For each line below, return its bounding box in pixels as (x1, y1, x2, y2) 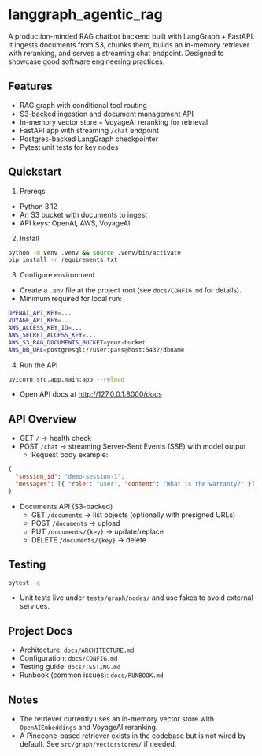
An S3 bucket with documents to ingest (19, 210, 148, 219)
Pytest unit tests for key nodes (19, 142, 119, 151)
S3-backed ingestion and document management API (19, 109, 194, 118)
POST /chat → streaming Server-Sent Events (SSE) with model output (19, 441, 246, 451)
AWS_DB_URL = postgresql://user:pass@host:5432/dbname (8, 345, 185, 354)
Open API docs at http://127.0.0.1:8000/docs (19, 389, 163, 399)
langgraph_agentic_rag (8, 6, 163, 24)
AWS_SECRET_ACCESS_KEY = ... (8, 331, 97, 339)
